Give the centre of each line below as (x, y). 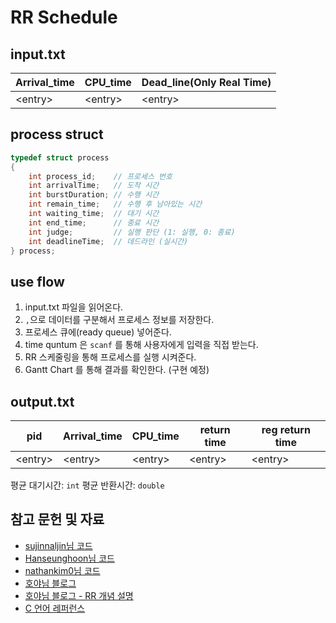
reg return (286, 430)
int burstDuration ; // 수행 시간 (94, 195)
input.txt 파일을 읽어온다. (74, 307)
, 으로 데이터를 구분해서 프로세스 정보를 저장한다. (119, 320)
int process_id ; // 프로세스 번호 (100, 176)
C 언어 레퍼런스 (55, 608)
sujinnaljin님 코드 (58, 545)
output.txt (42, 401)
